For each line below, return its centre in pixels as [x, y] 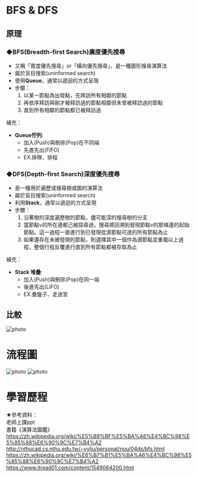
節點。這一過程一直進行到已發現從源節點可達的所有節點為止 [96, 232]
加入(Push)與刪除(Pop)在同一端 [61, 280]
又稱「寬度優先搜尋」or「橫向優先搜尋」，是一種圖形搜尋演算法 [91, 66]
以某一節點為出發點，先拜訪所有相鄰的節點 [75, 95]
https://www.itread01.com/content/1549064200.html [70, 468]
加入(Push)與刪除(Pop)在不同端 [61, 142]
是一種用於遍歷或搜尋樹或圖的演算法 [59, 188]
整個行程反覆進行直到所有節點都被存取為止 [85, 247]
